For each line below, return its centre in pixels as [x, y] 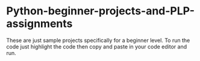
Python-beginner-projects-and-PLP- [100, 11]
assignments [39, 24]
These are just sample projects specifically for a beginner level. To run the [98, 40]
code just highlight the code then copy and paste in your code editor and [97, 47]
